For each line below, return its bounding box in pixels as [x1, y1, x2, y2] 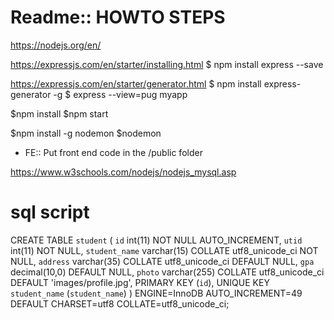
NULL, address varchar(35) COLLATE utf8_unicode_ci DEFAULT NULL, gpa [10, 255, 315, 267]
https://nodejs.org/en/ [10, 39, 102, 51]
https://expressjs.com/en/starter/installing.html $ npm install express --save [10, 58, 324, 70]
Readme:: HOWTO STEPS [10, 6, 226, 29]
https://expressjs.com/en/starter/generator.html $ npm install [10, 77, 262, 90]
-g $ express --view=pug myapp [53, 88, 188, 100]
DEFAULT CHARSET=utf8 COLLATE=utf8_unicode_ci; [10, 297, 230, 310]
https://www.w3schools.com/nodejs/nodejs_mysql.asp [10, 166, 237, 178]
